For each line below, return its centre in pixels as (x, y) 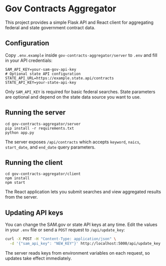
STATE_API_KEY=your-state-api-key (41, 82)
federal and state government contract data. (50, 27)
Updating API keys (34, 213)
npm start (15, 183)
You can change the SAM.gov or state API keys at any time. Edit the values (81, 225)
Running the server (35, 113)
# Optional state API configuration (43, 74)
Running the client (34, 162)
